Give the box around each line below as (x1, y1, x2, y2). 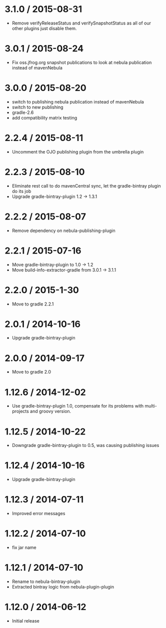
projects (11, 408, 29, 414)
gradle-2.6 (11, 109, 34, 115)
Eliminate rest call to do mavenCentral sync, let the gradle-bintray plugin (11, 182, 161, 188)
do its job (11, 188, 31, 194)
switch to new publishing (11, 104, 63, 110)
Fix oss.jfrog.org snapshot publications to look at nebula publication (11, 59, 152, 65)
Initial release (11, 617, 39, 623)
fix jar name (11, 544, 36, 550)
